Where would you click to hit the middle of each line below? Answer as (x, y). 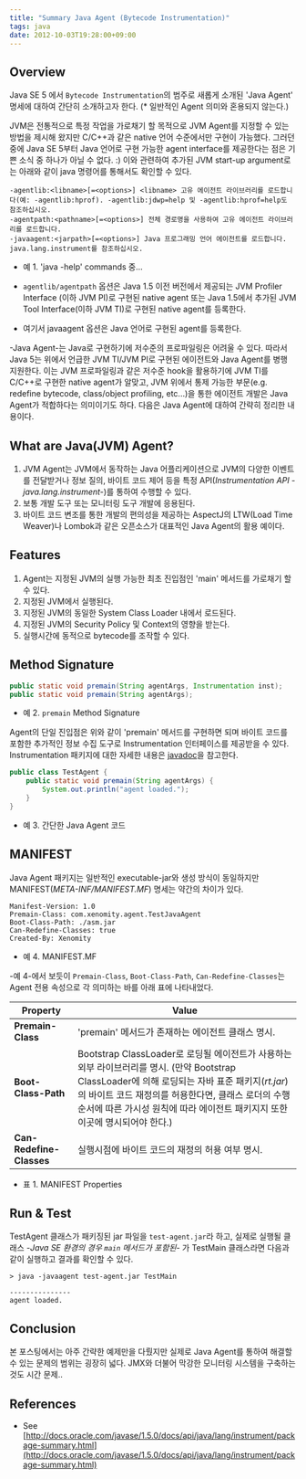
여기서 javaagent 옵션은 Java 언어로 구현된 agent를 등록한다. (132, 329)
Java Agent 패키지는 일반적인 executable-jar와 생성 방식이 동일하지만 (134, 877)
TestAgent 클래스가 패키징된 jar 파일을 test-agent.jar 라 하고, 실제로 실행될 (146, 1236)
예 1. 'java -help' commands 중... (82, 267)
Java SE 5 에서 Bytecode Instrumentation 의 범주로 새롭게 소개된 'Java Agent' (151, 95)
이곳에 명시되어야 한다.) (125, 1122)
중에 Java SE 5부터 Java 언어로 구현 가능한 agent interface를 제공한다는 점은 (148, 149)
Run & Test (41, 1213)
